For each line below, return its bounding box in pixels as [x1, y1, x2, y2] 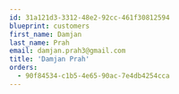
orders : [9, 64, 38, 73]
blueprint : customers [9, 21, 90, 30]
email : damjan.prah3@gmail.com [9, 47, 126, 56]
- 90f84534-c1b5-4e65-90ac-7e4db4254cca [17, 72, 170, 81]
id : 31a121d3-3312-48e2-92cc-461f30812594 [9, 13, 170, 22]
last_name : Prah [9, 38, 70, 47]
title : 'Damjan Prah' [9, 55, 90, 64]
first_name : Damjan [9, 30, 82, 38]
